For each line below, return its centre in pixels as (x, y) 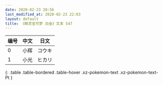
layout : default (22, 19)
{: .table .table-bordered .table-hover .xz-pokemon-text (62, 73)
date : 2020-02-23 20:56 (30, 10)
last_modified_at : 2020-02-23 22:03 (43, 14)
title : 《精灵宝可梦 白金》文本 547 (39, 23)
